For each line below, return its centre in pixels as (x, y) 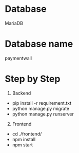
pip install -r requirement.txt (42, 103)
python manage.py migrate (41, 108)
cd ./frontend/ (27, 133)
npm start (22, 145)
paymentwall (18, 58)
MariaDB (14, 23)
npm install (24, 139)
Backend (22, 93)
